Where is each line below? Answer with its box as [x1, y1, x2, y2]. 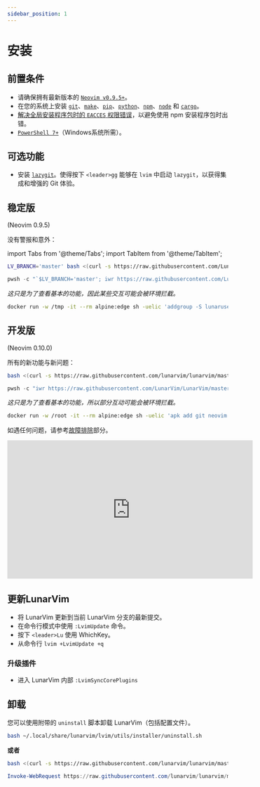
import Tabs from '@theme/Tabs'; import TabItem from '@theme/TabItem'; [7, 249, 223, 258]
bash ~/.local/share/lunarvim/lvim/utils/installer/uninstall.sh [7, 732, 202, 740]
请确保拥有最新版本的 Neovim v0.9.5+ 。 [17, 93, 131, 101]
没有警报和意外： [7, 235, 57, 244]
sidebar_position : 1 [7, 10, 68, 18]
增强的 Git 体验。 [29, 179, 79, 188]
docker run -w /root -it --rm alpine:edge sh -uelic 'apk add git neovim [7, 412, 228, 419]
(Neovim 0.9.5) [7, 221, 50, 229]
